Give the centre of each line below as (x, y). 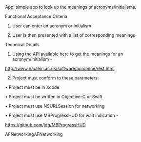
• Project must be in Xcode (32, 87)
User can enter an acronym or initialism (51, 26)
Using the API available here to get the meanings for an (68, 54)
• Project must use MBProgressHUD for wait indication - (62, 115)
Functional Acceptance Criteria (36, 16)
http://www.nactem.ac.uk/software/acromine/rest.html (60, 68)
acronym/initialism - (32, 59)
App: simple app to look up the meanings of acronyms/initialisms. (71, 7)
